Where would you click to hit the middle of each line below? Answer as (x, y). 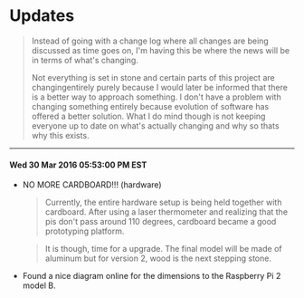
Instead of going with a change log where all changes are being (150, 41)
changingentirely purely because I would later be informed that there (159, 87)
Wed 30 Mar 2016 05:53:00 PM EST (78, 165)
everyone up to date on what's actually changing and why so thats (155, 125)
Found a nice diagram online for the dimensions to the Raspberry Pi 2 (152, 276)
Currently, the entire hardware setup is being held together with (163, 202)
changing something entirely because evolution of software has (150, 106)
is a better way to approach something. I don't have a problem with (157, 97)
